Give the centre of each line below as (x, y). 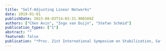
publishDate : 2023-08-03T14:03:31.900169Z (49, 18)
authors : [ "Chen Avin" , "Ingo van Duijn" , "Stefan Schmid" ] (68, 23)
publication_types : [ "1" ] (32, 28)
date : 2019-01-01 (23, 14)
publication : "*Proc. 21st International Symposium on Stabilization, (79, 41)
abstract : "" (19, 32)
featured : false (22, 37)
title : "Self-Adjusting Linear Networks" (48, 9)
